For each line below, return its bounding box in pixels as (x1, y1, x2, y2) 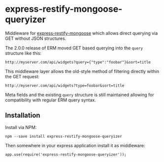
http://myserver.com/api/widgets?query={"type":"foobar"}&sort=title (5, 60, 151, 65)
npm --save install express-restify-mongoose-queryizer (5, 134, 122, 139)
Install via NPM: (5, 124, 37, 130)
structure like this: (5, 50, 42, 56)
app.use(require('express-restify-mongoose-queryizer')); (5, 152, 127, 157)
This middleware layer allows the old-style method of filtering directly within (5, 68, 160, 74)
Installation (5, 111, 40, 120)
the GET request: (5, 73, 40, 79)
